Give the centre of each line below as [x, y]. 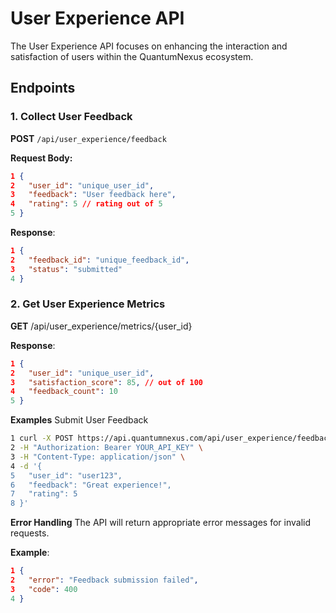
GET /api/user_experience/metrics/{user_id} [101, 326]
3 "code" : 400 [44, 589]
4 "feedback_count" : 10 [64, 392]
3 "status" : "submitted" [66, 269]
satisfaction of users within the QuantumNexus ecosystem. [132, 56]
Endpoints [43, 88]
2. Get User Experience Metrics [88, 304]
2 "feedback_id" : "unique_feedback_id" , [100, 260]
